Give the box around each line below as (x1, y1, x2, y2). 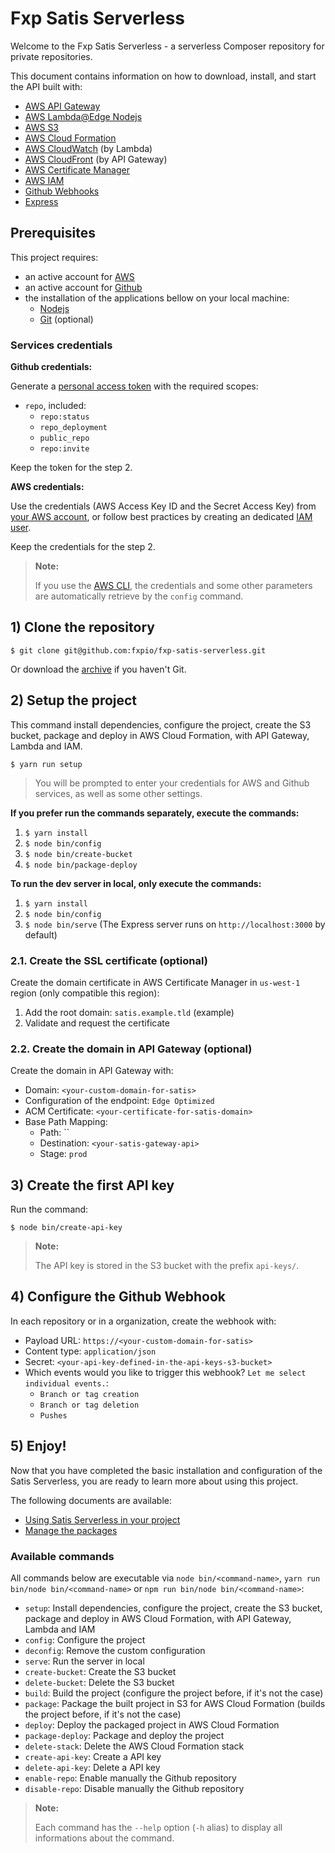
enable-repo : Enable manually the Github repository (24, 1772, 237, 1784)
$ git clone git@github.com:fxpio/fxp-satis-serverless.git (10, 645, 267, 656)
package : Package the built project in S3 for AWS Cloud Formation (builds (24, 1698, 326, 1709)
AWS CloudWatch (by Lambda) (24, 142, 153, 154)
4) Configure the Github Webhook (10, 1288, 227, 1306)
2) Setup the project (10, 692, 138, 709)
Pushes (39, 1410, 68, 1421)
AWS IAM (24, 174, 65, 186)
